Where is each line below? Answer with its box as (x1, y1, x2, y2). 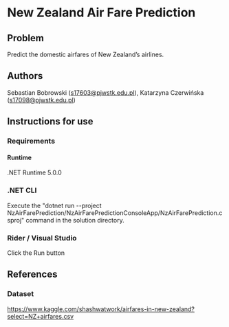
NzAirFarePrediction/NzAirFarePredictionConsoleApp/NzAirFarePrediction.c (7, 208, 223, 217)
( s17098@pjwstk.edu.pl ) (7, 95, 76, 104)
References (7, 269, 58, 280)
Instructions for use (7, 115, 94, 128)
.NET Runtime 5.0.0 (7, 168, 62, 177)
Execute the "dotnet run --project (7, 201, 102, 210)
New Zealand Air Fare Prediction (7, 5, 196, 21)
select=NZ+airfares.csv (7, 312, 74, 320)
